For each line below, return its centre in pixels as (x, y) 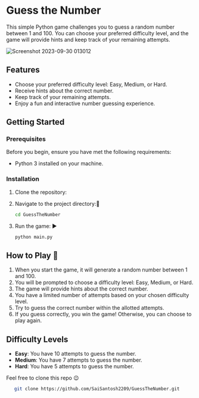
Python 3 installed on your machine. (59, 163)
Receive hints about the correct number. (64, 91)
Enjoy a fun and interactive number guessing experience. (85, 103)
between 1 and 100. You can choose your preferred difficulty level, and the (97, 33)
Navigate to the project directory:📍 (57, 203)
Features (23, 70)
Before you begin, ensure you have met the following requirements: (89, 152)
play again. (28, 320)
